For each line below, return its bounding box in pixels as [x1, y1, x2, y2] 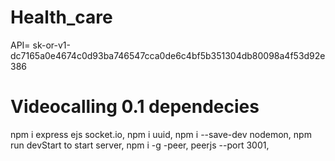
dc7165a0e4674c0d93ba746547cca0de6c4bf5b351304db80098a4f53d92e [10, 49, 326, 61]
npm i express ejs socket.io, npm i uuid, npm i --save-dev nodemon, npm [10, 128, 312, 140]
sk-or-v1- [32, 39, 71, 51]
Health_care [10, 6, 113, 29]
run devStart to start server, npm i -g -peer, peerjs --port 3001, [10, 139, 270, 151]
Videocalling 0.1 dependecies [10, 96, 260, 118]
